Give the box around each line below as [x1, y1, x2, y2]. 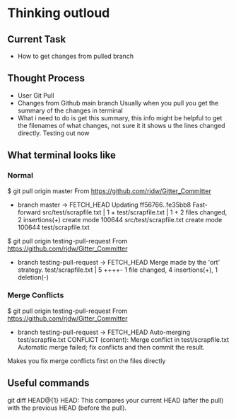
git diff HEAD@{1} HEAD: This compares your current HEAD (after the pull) [7, 396, 224, 404]
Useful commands [7, 377, 90, 389]
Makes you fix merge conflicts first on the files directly [7, 356, 166, 365]
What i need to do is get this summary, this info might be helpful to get [17, 113, 223, 122]
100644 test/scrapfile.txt [17, 223, 90, 231]
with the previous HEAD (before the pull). [7, 403, 127, 412]
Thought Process [7, 72, 85, 84]
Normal [7, 171, 34, 180]
